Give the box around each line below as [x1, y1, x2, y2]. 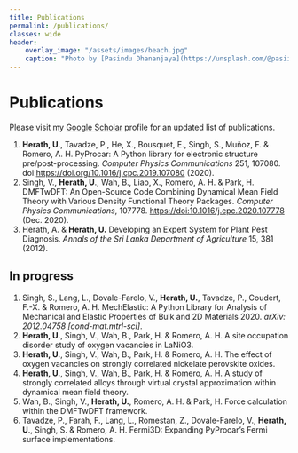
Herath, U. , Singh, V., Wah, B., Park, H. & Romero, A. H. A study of [21, 368, 263, 378]
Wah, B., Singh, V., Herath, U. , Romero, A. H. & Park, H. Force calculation [21, 396, 288, 407]
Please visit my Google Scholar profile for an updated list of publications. [9, 122, 276, 132]
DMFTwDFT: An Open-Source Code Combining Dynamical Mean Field [21, 186, 278, 196]
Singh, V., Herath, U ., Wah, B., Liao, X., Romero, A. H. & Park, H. [21, 177, 255, 187]
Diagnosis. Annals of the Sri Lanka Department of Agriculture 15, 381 [21, 233, 274, 244]
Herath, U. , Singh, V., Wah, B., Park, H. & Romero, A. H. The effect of [21, 348, 272, 360]
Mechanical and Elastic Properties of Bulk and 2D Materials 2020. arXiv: [21, 311, 286, 322]
